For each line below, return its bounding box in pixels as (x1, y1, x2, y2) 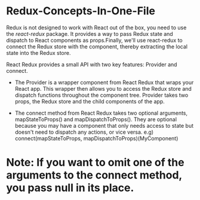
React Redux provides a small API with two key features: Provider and (6, 61, 177, 68)
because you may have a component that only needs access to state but (14, 122, 194, 129)
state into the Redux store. (6, 49, 71, 56)
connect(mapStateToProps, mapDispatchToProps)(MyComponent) (14, 134, 179, 141)
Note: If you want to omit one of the (6, 156, 184, 170)
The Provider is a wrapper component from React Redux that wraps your (14, 79, 194, 86)
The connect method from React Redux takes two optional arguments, (14, 109, 188, 116)
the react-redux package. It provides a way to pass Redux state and (6, 30, 173, 37)
